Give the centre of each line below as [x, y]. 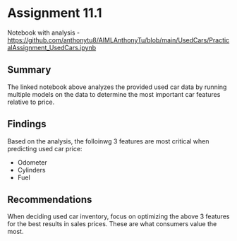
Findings [27, 124]
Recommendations [50, 199]
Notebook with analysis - [44, 33]
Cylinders [31, 170]
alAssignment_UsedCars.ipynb [52, 47]
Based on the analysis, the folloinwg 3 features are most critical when [108, 141]
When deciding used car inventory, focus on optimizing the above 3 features [119, 216]
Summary [29, 70]
